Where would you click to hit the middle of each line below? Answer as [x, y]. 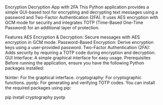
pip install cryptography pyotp [35, 97]
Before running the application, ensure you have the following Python [75, 63]
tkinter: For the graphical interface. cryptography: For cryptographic [73, 78]
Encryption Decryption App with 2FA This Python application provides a [77, 7]
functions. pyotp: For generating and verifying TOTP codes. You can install [80, 83]
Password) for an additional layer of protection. [52, 28]
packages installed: [25, 68]
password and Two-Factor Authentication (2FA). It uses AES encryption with [82, 17]
